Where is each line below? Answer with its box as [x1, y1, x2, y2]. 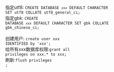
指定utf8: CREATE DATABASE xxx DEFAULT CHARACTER [5, 5, 108, 10]
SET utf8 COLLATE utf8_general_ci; [5, 10, 81, 15]
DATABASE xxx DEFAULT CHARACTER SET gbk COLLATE [5, 21, 109, 26]
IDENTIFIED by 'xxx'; [5, 41, 51, 46]
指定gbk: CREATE [5, 15, 39, 21]
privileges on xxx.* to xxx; [5, 52, 67, 57]
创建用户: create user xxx [5, 36, 60, 41]
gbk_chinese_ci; [5, 25, 40, 30]
